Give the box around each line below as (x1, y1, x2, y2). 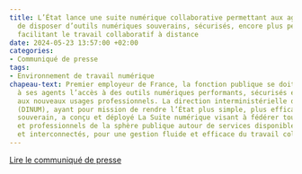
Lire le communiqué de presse (9, 154, 122, 165)
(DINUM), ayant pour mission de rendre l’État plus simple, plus (17, 105, 268, 114)
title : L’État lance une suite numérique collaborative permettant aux (9, 13, 283, 22)
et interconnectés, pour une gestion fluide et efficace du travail (17, 130, 280, 139)
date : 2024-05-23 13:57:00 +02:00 (9, 38, 139, 48)
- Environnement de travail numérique (9, 72, 155, 81)
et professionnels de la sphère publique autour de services (17, 122, 252, 131)
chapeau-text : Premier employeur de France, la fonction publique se (9, 80, 276, 89)
